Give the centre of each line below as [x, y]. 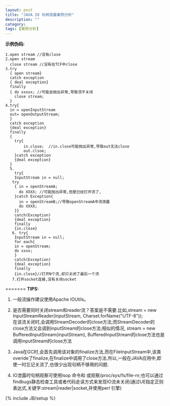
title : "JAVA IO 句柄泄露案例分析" [40, 15]
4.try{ [12, 106]
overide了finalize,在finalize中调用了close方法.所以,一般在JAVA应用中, [85, 358]
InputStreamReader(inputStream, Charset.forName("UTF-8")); [78, 316]
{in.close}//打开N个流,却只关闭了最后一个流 [57, 274]
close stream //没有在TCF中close [44, 65]
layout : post [19, 10]
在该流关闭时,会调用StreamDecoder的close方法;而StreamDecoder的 [83, 322]
